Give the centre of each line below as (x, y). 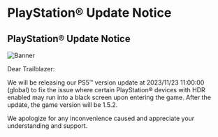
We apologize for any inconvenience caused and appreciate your (101, 118)
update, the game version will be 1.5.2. (63, 105)
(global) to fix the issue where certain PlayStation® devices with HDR (107, 90)
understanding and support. (48, 126)
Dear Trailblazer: (31, 69)
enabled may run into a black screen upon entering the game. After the (109, 97)
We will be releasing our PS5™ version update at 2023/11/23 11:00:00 (106, 82)
